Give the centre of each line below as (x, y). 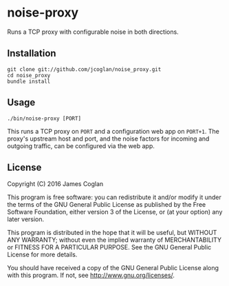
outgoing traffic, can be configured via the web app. (81, 145)
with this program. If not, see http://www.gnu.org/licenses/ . (91, 275)
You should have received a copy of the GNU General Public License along (113, 268)
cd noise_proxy (29, 75)
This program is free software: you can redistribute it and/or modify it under (114, 197)
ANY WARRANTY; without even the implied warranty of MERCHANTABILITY (115, 240)
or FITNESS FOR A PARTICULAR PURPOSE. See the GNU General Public (109, 247)
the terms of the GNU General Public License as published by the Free (107, 205)
